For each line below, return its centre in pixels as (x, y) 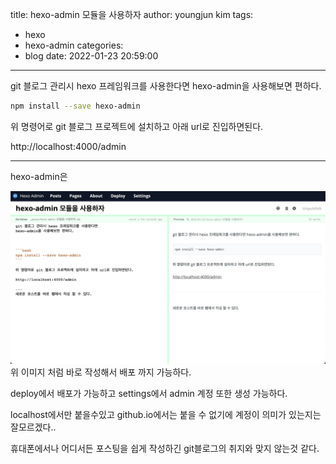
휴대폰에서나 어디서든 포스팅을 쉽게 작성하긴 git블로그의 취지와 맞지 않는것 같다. (165, 449)
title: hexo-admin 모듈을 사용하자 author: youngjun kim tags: (132, 14)
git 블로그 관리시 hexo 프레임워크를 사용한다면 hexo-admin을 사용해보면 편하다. (166, 86)
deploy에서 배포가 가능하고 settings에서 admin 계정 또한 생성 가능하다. (149, 394)
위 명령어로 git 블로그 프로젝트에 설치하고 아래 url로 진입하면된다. (137, 126)
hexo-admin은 (39, 176)
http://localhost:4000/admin (68, 146)
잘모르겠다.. (33, 427)
